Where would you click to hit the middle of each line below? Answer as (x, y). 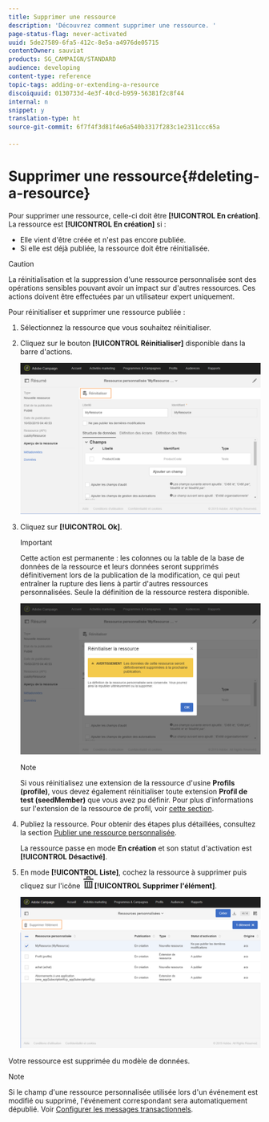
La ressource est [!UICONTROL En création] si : (87, 224)
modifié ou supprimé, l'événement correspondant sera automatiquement (128, 1101)
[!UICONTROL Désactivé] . (64, 856)
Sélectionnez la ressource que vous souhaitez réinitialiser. (116, 327)
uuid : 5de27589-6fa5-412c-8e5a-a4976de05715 (84, 43)
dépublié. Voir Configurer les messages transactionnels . (101, 1109)
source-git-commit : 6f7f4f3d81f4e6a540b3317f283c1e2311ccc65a (114, 127)
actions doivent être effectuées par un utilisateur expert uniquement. (121, 296)
